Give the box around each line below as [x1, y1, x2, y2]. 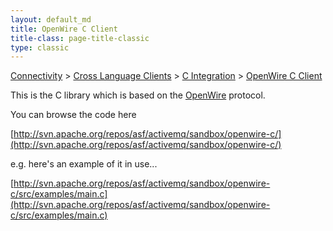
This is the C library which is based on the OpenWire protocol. [10, 89, 266, 101]
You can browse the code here [10, 109, 137, 121]
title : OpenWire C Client [10, 24, 118, 34]
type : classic [10, 42, 70, 53]
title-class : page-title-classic [10, 33, 150, 43]
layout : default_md [10, 14, 92, 25]
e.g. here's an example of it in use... [10, 158, 158, 170]
